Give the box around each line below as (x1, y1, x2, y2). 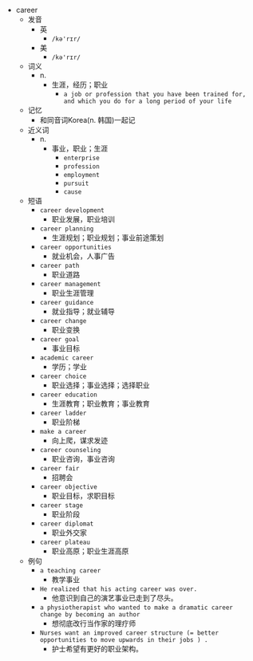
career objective (39, 483, 97, 491)
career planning (39, 225, 94, 233)
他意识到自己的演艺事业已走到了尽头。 (51, 593, 178, 603)
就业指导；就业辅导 (51, 307, 116, 316)
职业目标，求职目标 (51, 491, 116, 500)
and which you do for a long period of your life (63, 97, 232, 105)
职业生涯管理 (51, 289, 94, 297)
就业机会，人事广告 (51, 251, 116, 261)
